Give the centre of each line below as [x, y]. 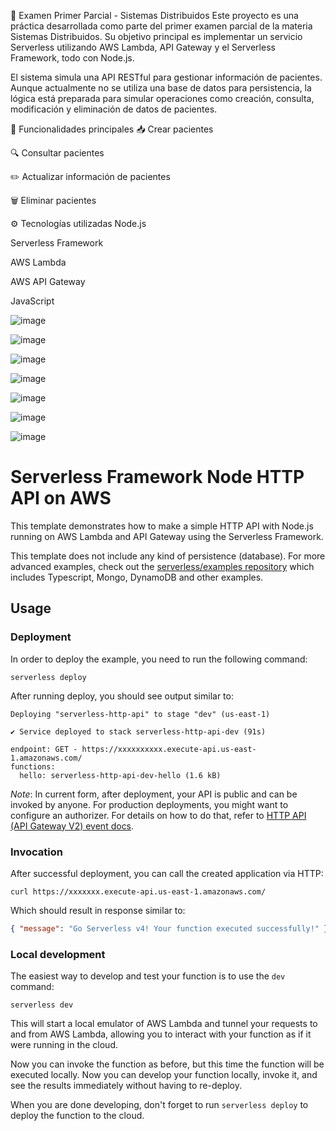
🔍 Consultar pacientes [57, 153]
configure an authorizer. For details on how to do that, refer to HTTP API [158, 815]
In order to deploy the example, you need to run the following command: [159, 659]
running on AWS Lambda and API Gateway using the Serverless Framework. [167, 536]
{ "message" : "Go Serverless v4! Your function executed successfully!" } [169, 928]
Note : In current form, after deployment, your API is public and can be [154, 794]
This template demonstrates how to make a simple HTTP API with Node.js [162, 526]
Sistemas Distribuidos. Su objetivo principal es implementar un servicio [156, 36]
